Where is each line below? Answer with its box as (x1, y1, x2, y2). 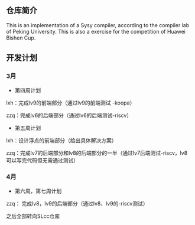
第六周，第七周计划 (14, 187, 62, 194)
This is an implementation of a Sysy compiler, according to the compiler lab (6, 21, 190, 28)
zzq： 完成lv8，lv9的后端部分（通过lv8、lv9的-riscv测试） (6, 200, 148, 207)
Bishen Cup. (6, 34, 36, 41)
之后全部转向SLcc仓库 (6, 212, 60, 220)
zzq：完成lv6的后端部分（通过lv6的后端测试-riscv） (6, 112, 132, 119)
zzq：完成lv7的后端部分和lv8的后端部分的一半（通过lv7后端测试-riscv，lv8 (6, 149, 188, 156)
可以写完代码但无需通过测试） (6, 156, 79, 164)
